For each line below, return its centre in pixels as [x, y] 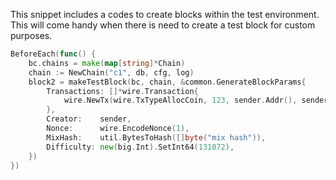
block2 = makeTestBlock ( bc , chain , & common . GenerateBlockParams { [167, 82]
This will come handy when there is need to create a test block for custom [163, 25]
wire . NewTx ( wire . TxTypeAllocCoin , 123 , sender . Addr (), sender [196, 100]
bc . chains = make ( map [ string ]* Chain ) [107, 63]
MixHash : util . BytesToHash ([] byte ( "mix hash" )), [156, 137]
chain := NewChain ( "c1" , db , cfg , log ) [111, 72]
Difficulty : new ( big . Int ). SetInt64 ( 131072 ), [140, 147]
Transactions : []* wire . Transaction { [122, 91]
